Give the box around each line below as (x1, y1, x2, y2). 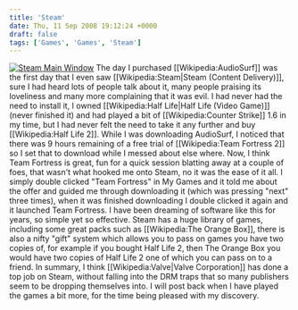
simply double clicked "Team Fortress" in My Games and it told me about (9, 176, 277, 188)
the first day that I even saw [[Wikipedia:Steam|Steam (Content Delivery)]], (9, 72, 285, 83)
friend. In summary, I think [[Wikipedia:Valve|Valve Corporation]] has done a (9, 262, 289, 272)
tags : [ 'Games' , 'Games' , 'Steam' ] (9, 38, 142, 47)
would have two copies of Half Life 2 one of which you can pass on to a (9, 252, 273, 264)
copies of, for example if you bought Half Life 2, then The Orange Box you (9, 243, 281, 254)
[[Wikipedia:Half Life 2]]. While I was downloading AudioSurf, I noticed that (9, 129, 285, 139)
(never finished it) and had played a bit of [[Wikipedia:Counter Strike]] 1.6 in (9, 110, 287, 121)
